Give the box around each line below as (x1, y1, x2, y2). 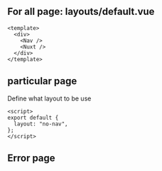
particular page (7, 75, 77, 88)
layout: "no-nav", (13, 120, 69, 128)
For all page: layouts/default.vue (7, 6, 155, 18)
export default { (7, 114, 59, 121)
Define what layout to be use (7, 94, 92, 103)
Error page (7, 152, 55, 165)
